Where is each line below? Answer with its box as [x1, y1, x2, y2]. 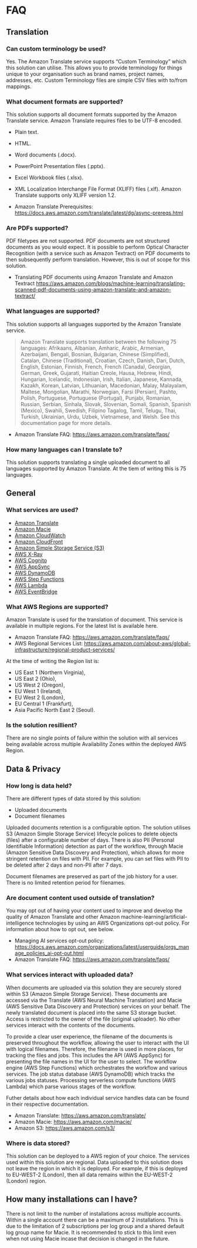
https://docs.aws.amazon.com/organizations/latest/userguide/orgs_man [14, 943, 189, 951]
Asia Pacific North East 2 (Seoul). [14, 707, 96, 714]
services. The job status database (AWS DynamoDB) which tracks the [6, 1070, 175, 1078]
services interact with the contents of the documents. [6, 1021, 135, 1029]
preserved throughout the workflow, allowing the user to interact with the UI [6, 1039, 189, 1046]
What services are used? [6, 506, 79, 514]
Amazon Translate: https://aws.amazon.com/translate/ [14, 1112, 147, 1119]
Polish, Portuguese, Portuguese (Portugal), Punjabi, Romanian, [20, 394, 172, 401]
